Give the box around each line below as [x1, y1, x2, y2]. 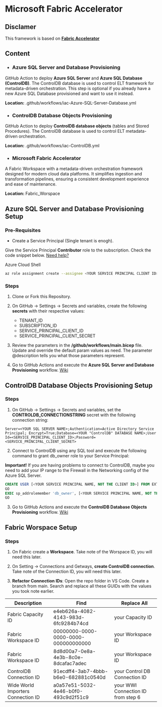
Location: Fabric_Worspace [5, 190, 60, 197]
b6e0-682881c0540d [53, 674, 106, 681]
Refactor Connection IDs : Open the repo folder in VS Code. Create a [12, 578, 149, 584]
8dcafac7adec [53, 660, 87, 667]
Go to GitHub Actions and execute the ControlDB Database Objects [12, 504, 147, 510]
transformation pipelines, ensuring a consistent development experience [5, 176, 149, 182]
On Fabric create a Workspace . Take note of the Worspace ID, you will [12, 549, 153, 555]
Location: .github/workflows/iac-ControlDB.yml [5, 142, 100, 148]
